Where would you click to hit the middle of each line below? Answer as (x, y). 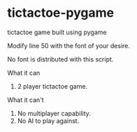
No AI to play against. (48, 121)
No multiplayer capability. (54, 113)
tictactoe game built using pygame (57, 32)
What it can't (26, 100)
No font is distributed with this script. (60, 59)
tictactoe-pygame (61, 13)
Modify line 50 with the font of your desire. (69, 45)
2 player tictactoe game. (52, 86)
